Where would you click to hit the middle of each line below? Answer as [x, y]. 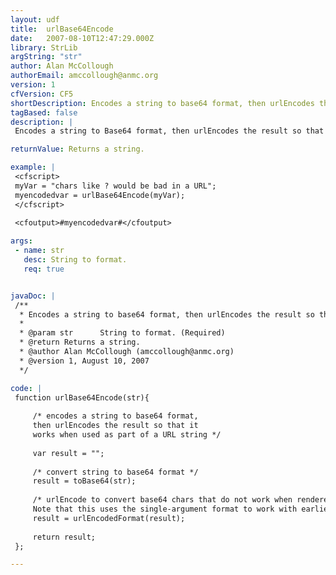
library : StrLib [44, 47]
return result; [64, 537]
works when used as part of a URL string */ [127, 435]
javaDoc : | [33, 296]
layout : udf [35, 19]
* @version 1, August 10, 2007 [84, 361]
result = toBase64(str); [84, 481]
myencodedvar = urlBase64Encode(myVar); [100, 195]
